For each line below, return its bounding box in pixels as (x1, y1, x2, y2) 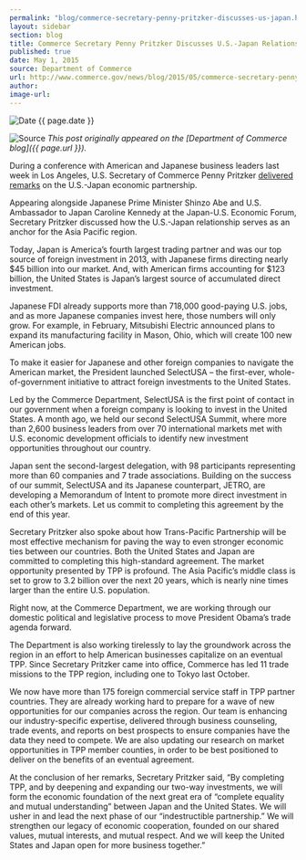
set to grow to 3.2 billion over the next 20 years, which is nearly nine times (9, 574, 289, 585)
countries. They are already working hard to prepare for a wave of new (9, 696, 275, 707)
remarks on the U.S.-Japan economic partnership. (9, 179, 198, 190)
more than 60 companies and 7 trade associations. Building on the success (9, 469, 291, 480)
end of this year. (9, 509, 71, 519)
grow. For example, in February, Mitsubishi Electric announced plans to (9, 320, 276, 330)
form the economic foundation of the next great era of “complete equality (9, 791, 285, 802)
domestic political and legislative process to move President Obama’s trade (9, 612, 291, 623)
